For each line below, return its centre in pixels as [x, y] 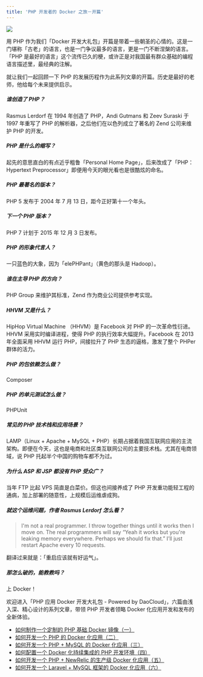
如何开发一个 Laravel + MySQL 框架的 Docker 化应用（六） [88, 668]
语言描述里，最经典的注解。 [41, 64]
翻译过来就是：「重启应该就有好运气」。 [54, 558]
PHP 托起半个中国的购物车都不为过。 [69, 456]
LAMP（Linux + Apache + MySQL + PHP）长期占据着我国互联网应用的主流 [99, 441]
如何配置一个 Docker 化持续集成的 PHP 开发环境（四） [83, 652]
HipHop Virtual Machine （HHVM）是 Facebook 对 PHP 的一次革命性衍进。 [100, 327]
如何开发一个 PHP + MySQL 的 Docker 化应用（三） [79, 645]
